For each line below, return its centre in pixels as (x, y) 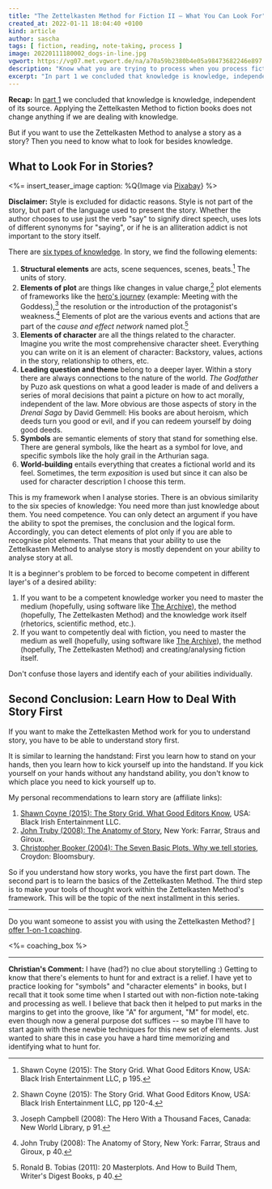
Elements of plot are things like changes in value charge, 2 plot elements (140, 287)
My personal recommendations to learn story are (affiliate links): (115, 797)
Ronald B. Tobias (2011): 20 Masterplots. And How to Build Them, (128, 1167)
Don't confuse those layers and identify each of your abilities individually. (131, 674)
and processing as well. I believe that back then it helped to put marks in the (135, 1003)
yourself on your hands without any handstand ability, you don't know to (129, 773)
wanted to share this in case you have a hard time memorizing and (119, 1038)
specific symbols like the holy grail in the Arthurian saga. (115, 455)
